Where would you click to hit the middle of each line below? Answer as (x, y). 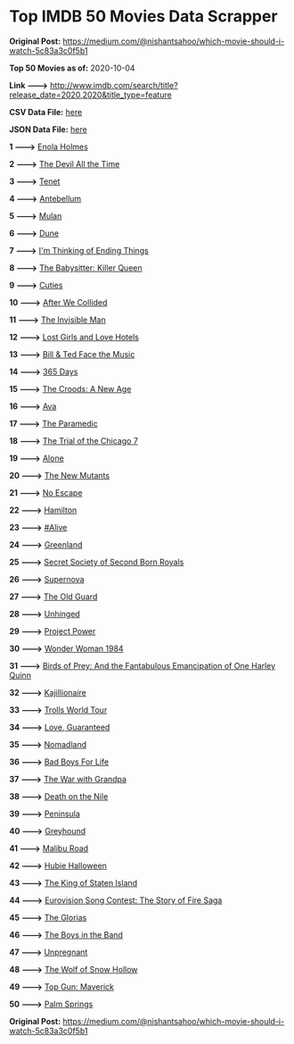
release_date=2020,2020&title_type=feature (90, 95)
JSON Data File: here (48, 129)
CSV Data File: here (46, 112)
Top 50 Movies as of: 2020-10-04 (72, 68)
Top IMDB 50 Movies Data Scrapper (143, 17)
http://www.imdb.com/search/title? (114, 85)
